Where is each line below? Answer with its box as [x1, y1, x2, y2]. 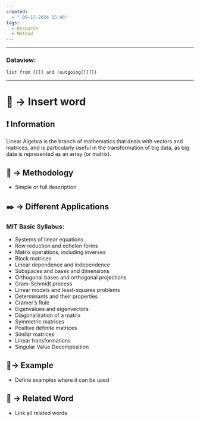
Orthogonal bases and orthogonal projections [14, 274, 127, 281]
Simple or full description [14, 184, 77, 191]
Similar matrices [14, 331, 55, 338]
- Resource [11, 25, 39, 32]
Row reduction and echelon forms [14, 242, 98, 249]
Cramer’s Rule [14, 299, 49, 306]
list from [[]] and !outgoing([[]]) [6, 70, 97, 76]
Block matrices [14, 255, 52, 262]
